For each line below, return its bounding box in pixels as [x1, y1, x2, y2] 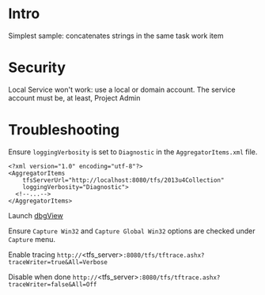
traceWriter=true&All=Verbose [8, 258, 108, 266]
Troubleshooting [8, 121, 120, 139]
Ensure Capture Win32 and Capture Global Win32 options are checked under [8, 226, 256, 236]
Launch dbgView [8, 210, 63, 220]
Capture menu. [8, 234, 56, 244]
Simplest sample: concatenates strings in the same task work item [8, 31, 224, 40]
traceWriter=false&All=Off [8, 280, 97, 289]
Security [8, 59, 66, 77]
